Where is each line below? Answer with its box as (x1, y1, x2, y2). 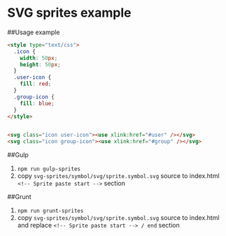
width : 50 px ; (20, 54, 58, 61)
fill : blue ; (20, 100, 55, 107)
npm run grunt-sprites (17, 207, 84, 214)
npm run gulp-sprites (17, 165, 80, 172)
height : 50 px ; (20, 61, 61, 68)
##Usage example (7, 28, 60, 36)
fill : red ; (20, 80, 52, 88)
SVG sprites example (7, 5, 132, 21)
